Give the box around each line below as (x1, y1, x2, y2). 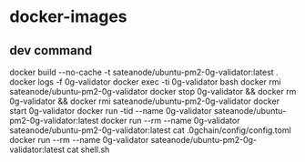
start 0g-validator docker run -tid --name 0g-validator (9, 106, 212, 116)
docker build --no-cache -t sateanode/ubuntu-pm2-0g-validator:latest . (9, 66, 280, 77)
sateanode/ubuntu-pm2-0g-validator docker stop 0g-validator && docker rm (9, 86, 297, 96)
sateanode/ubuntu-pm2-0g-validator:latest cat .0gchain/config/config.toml (9, 125, 291, 136)
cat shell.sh (66, 144, 110, 155)
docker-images (9, 6, 127, 27)
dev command (9, 43, 93, 58)
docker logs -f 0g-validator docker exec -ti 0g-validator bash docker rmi (9, 76, 281, 87)
